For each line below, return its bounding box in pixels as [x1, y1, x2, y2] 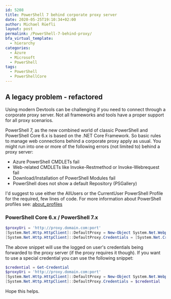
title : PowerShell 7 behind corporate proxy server [5, 12, 117, 17]
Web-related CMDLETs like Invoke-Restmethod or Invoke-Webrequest [12, 164, 160, 170]
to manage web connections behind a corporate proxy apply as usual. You [5, 138, 161, 144]
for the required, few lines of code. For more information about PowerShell [5, 195, 161, 202]
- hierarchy [10, 41, 36, 46]
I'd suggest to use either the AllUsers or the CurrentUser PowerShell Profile [5, 190, 163, 196]
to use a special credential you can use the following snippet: [5, 255, 134, 261]
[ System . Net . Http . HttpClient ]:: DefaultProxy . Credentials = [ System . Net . [5, 235, 163, 240]
